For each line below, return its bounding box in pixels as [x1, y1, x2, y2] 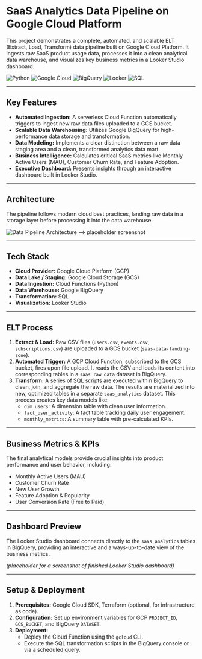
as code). [14, 607, 39, 614]
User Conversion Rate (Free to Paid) [14, 499, 105, 505]
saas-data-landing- [142, 346, 191, 352]
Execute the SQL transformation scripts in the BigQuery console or [23, 639, 189, 646]
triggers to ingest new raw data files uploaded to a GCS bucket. [14, 119, 173, 127]
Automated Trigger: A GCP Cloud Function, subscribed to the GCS [14, 358, 182, 365]
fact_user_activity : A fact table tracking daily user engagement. [23, 409, 186, 417]
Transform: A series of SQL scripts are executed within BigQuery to [14, 377, 183, 384]
